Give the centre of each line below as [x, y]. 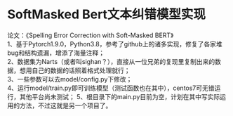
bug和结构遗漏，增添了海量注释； [56, 53]
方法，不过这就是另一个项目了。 [66, 105]
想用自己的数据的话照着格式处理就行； [75, 70]
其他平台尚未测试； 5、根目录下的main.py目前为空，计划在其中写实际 [120, 96]
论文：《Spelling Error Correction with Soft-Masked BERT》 [91, 35]
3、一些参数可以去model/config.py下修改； [70, 79]
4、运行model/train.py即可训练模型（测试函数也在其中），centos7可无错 [111, 88]
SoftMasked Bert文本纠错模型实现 [106, 14]
